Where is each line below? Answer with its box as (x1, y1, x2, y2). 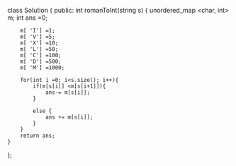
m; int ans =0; (7, 13, 48, 22)
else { (33, 107, 52, 114)
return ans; (20, 132, 55, 139)
